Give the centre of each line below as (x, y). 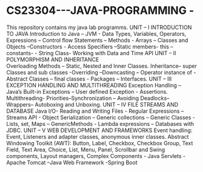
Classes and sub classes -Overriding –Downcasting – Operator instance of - (101, 72)
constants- (20, 53)
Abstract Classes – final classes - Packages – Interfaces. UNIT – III (89, 79)
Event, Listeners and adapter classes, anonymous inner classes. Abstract (98, 136)
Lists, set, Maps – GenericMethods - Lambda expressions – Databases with (100, 124)
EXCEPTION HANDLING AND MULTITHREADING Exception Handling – (94, 85)
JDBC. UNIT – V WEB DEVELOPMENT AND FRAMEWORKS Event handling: (99, 130)
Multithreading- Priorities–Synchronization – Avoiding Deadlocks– (88, 98)
